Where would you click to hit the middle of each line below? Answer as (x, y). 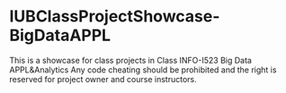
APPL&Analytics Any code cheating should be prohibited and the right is (143, 70)
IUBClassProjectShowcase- (115, 17)
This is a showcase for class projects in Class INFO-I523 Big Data (130, 60)
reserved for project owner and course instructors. (103, 79)
